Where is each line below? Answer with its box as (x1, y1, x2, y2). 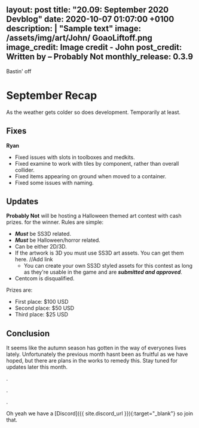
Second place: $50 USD (14, 304, 75, 312)
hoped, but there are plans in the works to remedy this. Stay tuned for (6, 357, 178, 364)
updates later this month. (6, 363, 68, 371)
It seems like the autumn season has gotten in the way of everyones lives (6, 345, 186, 352)
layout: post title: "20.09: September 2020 (6, 5, 169, 15)
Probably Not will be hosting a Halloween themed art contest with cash (6, 212, 182, 220)
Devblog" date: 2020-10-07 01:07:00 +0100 (6, 14, 174, 25)
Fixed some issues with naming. (14, 179, 94, 186)
